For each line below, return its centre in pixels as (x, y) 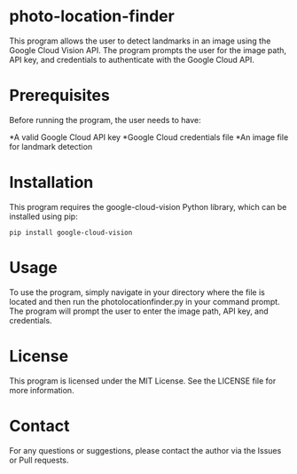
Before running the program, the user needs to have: (105, 120)
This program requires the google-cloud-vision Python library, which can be (148, 206)
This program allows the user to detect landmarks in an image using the (140, 41)
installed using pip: (43, 216)
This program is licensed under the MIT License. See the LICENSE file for (143, 381)
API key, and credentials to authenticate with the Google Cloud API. (132, 59)
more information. (42, 390)
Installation (51, 183)
